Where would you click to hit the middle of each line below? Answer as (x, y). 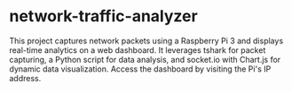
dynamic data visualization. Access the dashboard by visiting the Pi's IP (140, 69)
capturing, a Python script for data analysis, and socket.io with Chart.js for (145, 59)
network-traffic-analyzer (103, 16)
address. (25, 78)
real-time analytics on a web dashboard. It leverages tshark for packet (138, 49)
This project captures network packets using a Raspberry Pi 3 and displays (146, 41)
